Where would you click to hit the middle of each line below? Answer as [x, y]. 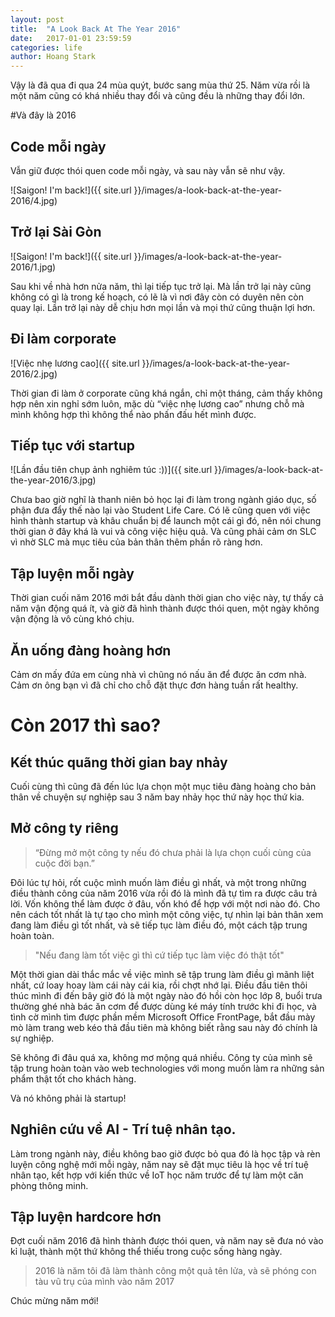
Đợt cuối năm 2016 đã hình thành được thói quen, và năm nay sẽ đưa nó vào [167, 1241]
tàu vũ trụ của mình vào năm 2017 [104, 1282]
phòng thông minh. [49, 1185]
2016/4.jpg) [34, 200]
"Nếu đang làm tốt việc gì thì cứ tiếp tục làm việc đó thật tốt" [159, 955]
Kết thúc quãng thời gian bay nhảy [119, 762]
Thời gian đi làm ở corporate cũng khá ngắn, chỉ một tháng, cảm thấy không [166, 393]
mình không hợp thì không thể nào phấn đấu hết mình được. [133, 414]
